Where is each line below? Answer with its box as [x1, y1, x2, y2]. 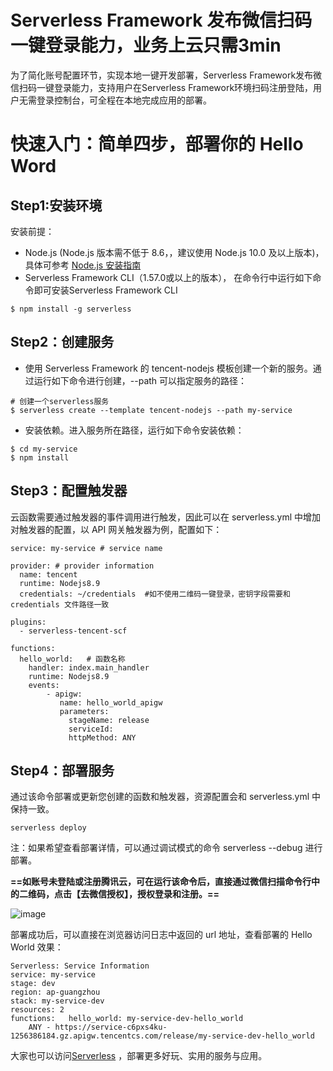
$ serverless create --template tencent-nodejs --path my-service [10, 405, 293, 415]
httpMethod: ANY [68, 732, 137, 743]
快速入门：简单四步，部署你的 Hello [10, 133, 304, 156]
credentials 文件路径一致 [10, 599, 110, 610]
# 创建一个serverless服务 [10, 396, 110, 406]
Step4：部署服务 [10, 762, 115, 779]
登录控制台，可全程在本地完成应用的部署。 [36, 94, 212, 106]
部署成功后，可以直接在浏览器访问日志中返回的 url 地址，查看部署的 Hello [10, 929, 313, 941]
